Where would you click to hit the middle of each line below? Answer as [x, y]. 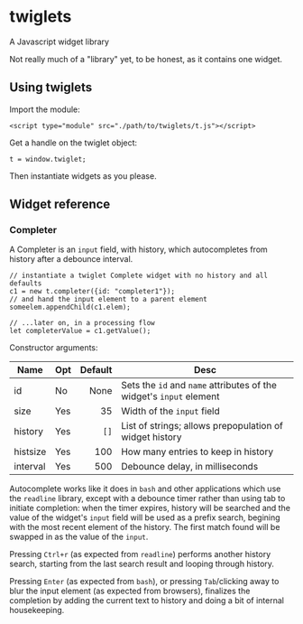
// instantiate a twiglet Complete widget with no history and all [139, 276]
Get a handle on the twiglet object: [73, 143]
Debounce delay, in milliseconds [190, 467]
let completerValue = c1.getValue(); [80, 331]
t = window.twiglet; [48, 159]
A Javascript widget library [60, 42]
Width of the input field [171, 411]
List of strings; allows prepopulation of [202, 426]
